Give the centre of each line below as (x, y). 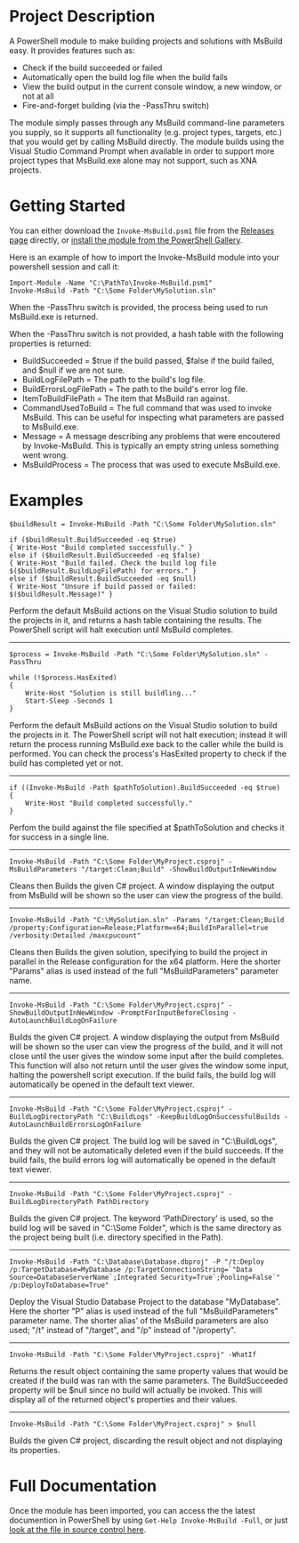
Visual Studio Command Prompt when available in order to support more (142, 151)
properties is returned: (50, 343)
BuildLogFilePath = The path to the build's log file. (114, 379)
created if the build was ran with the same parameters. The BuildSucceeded (149, 1380)
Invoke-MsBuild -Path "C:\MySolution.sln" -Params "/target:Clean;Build (147, 920)
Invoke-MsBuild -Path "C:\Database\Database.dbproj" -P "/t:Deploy (137, 1262)
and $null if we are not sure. (73, 370)
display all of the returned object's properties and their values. (123, 1399)
